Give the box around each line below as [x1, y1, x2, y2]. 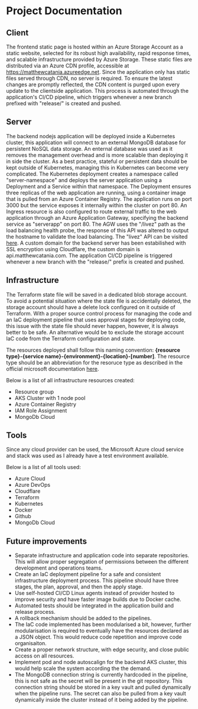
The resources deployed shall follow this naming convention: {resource [6, 346, 180, 353]
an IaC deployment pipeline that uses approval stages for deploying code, [6, 316, 186, 323]
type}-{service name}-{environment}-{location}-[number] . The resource [6, 353, 190, 360]
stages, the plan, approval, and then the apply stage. [14, 583, 143, 590]
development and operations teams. [14, 564, 103, 571]
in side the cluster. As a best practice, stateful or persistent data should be [6, 158, 187, 165]
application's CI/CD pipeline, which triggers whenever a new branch [6, 93, 173, 100]
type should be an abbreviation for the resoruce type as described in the [6, 359, 183, 366]
